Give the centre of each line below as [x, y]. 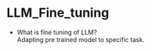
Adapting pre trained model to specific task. [81, 39]
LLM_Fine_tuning [58, 13]
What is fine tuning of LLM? [57, 32]
